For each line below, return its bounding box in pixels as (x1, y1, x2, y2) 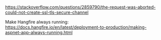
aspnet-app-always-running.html (5, 30, 73, 35)
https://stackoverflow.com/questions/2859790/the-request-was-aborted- (5, 4, 156, 10)
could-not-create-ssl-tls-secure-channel (5, 9, 89, 15)
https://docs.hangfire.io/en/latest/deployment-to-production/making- (5, 24, 147, 30)
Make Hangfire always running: (5, 19, 69, 25)
